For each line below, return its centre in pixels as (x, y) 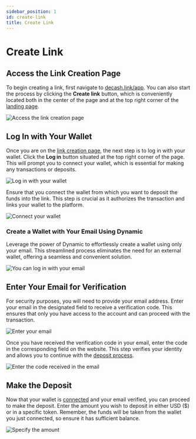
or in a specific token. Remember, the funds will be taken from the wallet (94, 412)
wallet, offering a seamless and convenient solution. (69, 257)
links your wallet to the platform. (45, 205)
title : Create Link (30, 22)
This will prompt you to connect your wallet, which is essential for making (95, 163)
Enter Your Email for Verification (66, 287)
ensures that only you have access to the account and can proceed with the (98, 314)
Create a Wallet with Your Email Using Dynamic (74, 232)
